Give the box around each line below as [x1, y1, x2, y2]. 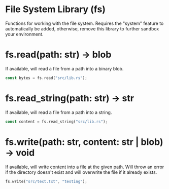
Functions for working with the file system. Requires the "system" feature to [5, 20, 164, 26]
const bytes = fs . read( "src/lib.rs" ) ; [5, 75, 87, 81]
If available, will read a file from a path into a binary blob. [5, 65, 124, 71]
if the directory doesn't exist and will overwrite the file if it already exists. [5, 169, 157, 175]
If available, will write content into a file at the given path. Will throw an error [5, 164, 164, 170]
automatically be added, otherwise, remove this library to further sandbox [5, 25, 159, 31]
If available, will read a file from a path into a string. [5, 109, 112, 115]
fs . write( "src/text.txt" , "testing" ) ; [5, 179, 87, 184]
